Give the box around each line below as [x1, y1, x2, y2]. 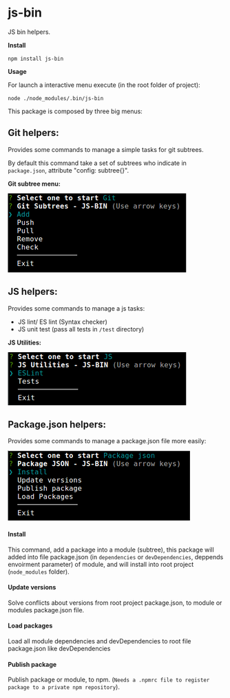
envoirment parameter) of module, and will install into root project [8, 560, 194, 568]
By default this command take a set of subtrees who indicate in [8, 159, 187, 167]
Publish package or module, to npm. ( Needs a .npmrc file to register [8, 675, 210, 684]
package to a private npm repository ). [8, 683, 120, 691]
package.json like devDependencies [8, 644, 111, 652]
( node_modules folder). [8, 568, 70, 576]
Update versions [8, 583, 56, 592]
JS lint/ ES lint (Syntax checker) [17, 318, 107, 326]
